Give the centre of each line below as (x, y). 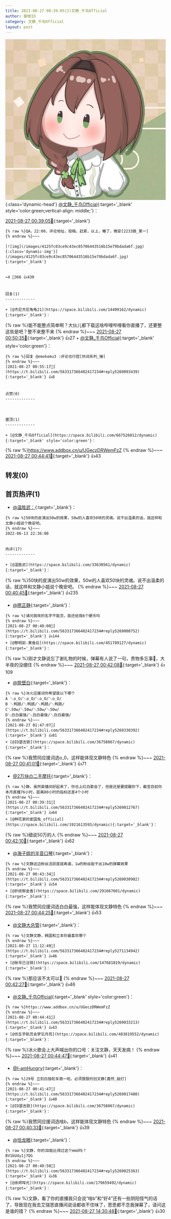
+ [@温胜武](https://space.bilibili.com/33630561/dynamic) (68, 565)
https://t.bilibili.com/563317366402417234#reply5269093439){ (73, 372)
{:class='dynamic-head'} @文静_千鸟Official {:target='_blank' (69, 205)
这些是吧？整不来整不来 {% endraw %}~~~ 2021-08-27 (63, 332)
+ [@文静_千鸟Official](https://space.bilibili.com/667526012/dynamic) (81, 436)
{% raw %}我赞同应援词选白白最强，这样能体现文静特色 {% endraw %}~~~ (84, 907)
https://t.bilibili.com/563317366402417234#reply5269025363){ (73, 1171)
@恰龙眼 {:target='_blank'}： (42, 1140)
